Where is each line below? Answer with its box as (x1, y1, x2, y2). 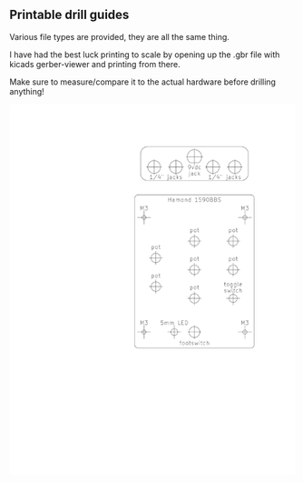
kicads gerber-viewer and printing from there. (9, 58, 181, 69)
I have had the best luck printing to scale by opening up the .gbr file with (9, 49, 280, 60)
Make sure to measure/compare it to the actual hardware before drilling (9, 76, 277, 87)
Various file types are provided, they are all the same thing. (9, 31, 230, 42)
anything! (9, 85, 45, 96)
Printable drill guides (9, 7, 130, 23)
